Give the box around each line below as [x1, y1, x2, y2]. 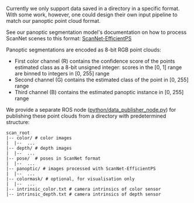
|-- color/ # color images [6, 135, 72, 141]
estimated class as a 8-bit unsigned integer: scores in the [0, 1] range [14, 64, 182, 71]
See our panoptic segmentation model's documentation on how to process [6, 29, 187, 36]
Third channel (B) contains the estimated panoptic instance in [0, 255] [14, 89, 184, 95]
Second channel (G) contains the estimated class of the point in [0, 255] [14, 76, 189, 83]
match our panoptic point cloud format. [6, 18, 101, 24]
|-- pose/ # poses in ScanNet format [6, 156, 101, 161]
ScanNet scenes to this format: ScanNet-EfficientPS [6, 35, 132, 42]
